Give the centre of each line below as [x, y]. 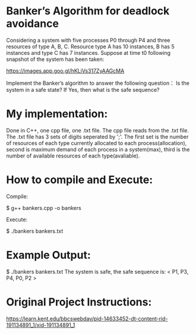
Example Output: [48, 255]
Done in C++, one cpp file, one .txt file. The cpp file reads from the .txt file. [97, 130]
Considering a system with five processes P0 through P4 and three [88, 40]
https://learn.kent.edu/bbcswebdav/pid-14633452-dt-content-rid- [87, 318]
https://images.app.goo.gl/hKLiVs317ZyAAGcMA [65, 70]
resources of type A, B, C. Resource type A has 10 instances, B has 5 [90, 47]
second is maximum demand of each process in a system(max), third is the [98, 149]
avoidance [33, 24]
